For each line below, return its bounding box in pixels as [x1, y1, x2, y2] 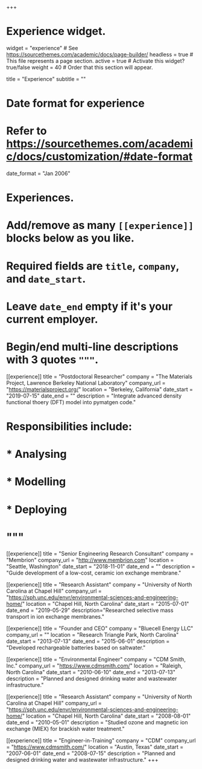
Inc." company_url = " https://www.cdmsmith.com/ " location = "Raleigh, [6, 662, 183, 669]
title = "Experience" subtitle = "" [6, 75, 86, 82]
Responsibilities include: [6, 419, 133, 433]
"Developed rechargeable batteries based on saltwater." [6, 644, 146, 651]
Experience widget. [6, 25, 106, 38]
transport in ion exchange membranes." [6, 613, 104, 620]
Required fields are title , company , [6, 259, 180, 272]
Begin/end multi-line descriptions [6, 340, 179, 353]
